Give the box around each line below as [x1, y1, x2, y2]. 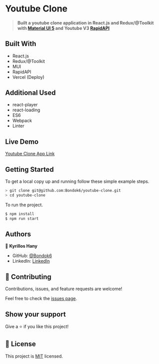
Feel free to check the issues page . [5, 296, 77, 302]
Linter [12, 123, 25, 129]
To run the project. [5, 202, 43, 208]
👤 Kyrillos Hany [5, 243, 38, 249]
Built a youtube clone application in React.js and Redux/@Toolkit [17, 19, 154, 25]
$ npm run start [5, 216, 39, 221]
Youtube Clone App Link [5, 151, 55, 157]
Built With [5, 39, 36, 48]
